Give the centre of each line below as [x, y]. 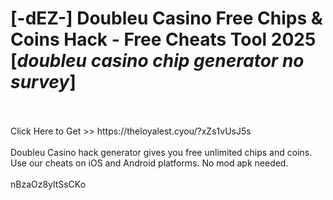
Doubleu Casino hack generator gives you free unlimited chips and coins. [161, 152]
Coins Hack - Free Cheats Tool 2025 [163, 39]
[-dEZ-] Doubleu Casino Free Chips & [166, 18]
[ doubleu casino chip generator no [157, 61]
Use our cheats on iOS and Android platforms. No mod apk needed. [149, 163]
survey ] [43, 82]
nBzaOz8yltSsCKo [48, 184]
